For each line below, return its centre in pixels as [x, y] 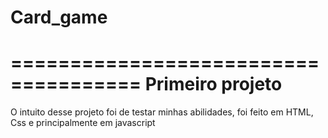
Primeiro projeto [213, 84]
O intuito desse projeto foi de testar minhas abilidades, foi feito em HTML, [162, 112]
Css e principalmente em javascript [83, 123]
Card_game [59, 17]
